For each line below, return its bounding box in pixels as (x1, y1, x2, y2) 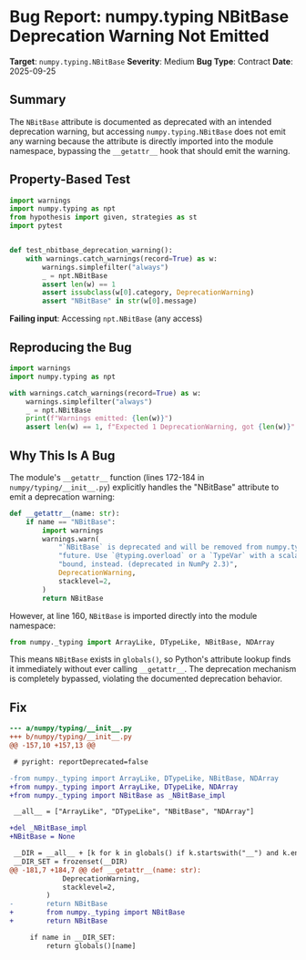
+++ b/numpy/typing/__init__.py (9, 732, 132, 742)
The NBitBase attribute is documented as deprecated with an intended (9, 116, 271, 127)
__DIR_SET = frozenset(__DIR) (13, 857, 128, 866)
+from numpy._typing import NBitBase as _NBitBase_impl (9, 790, 226, 800)
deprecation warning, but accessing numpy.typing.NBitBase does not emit (9, 126, 287, 137)
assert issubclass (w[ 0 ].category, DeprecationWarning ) (42, 288, 255, 297)
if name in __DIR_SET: (29, 933, 117, 942)
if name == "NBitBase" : (25, 517, 117, 526)
